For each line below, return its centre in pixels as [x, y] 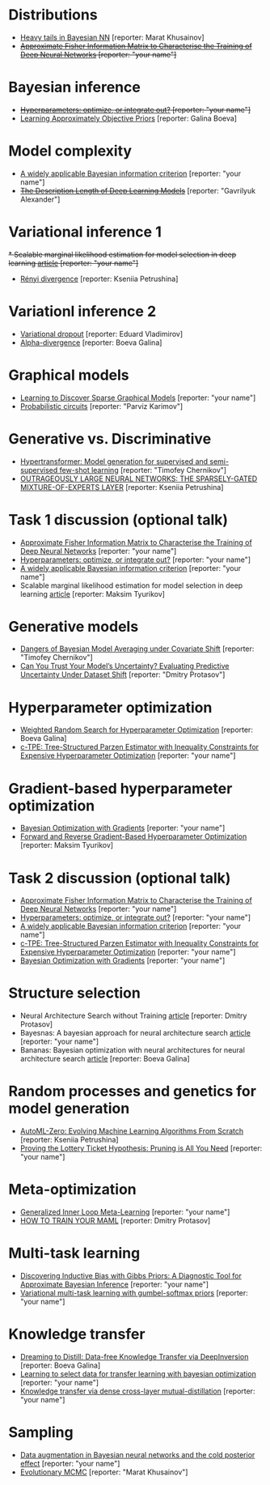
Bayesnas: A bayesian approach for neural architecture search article [135, 1033]
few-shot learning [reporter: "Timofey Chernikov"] [143, 470]
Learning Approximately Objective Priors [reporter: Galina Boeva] [128, 118]
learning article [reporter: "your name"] [74, 263]
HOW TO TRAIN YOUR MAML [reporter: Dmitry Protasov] [115, 1221]
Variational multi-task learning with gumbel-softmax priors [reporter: [134, 1293]
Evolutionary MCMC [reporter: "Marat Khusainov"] [104, 1472]
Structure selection [75, 993]
